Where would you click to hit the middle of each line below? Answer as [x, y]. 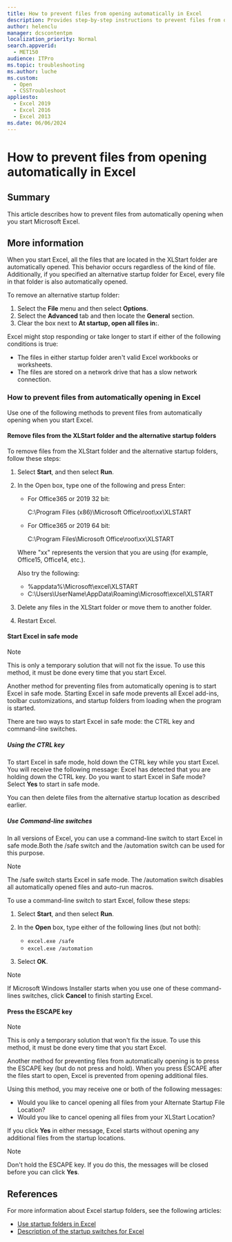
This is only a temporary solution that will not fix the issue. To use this [106, 666]
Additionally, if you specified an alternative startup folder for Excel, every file [116, 275]
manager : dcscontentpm [40, 33]
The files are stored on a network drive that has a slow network [107, 372]
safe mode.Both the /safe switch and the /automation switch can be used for [116, 846]
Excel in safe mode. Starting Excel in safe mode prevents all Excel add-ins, [113, 693]
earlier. [17, 805]
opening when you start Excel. [50, 420]
